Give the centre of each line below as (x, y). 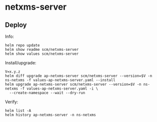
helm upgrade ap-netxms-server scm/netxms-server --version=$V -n (73, 84)
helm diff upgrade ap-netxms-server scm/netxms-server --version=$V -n (78, 76)
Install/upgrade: (21, 63)
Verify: (12, 102)
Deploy (16, 25)
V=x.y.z (13, 72)
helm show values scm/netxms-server (42, 54)
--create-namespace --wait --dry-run (47, 93)
